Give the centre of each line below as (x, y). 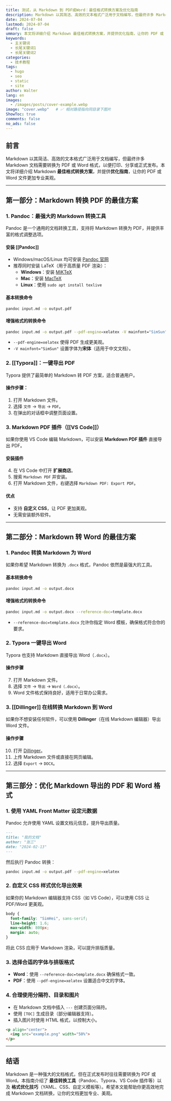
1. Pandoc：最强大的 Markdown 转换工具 (56, 216)
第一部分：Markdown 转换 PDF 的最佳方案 (72, 200)
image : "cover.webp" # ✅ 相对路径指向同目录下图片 (58, 110)
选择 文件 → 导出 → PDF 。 (38, 406)
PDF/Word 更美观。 (26, 904)
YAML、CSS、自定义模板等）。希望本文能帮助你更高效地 (101, 1087)
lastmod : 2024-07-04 (28, 24)
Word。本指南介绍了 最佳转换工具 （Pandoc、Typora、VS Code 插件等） (82, 1081)
